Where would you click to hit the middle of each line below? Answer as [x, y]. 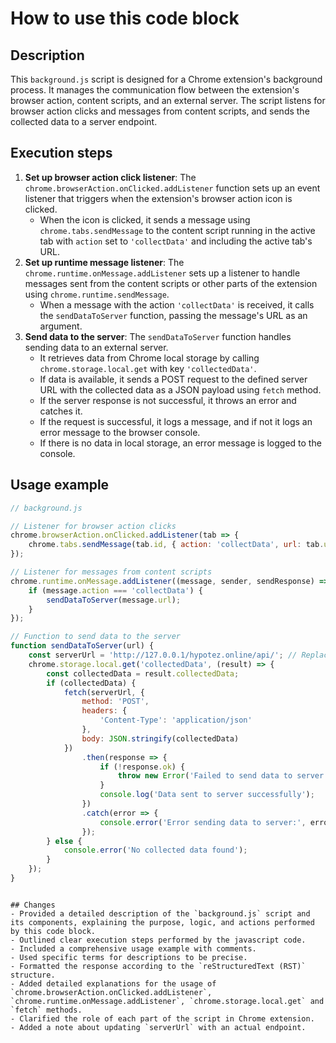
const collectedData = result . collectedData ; [143, 673]
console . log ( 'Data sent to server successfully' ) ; [207, 795]
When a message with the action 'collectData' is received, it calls [177, 304]
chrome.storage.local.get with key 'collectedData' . [148, 368]
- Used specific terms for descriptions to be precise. [129, 957]
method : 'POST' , [115, 702]
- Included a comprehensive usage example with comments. [133, 948]
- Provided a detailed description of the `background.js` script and [160, 913]
